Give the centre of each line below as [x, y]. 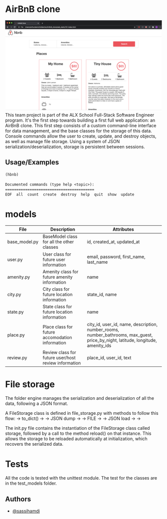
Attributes [123, 229]
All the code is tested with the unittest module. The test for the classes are [81, 478]
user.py [15, 259]
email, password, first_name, [116, 257]
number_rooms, [103, 330]
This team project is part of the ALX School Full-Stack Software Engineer [80, 115]
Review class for [59, 352]
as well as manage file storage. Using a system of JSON [63, 141]
